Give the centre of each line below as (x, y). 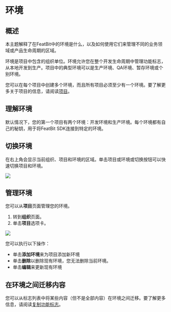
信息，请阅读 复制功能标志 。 (34, 304)
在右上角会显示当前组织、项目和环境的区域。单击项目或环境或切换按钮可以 (83, 159)
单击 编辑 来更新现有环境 (37, 267)
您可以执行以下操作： (27, 244)
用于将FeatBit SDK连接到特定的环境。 (67, 128)
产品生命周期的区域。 (36, 50)
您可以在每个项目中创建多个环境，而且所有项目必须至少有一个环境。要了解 (83, 85)
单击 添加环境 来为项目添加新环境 (46, 254)
